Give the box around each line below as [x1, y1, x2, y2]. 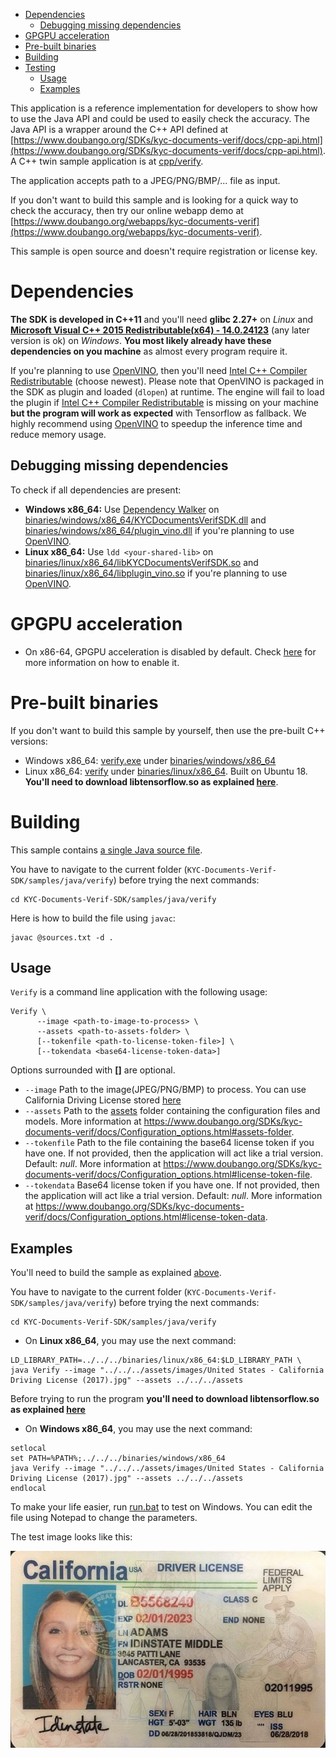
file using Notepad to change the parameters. [10, 1512, 198, 1524]
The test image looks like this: [10, 1531, 133, 1543]
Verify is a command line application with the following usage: [10, 986, 268, 998]
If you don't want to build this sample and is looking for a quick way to [10, 194, 299, 206]
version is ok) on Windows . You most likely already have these [10, 334, 272, 346]
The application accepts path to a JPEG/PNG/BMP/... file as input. [10, 175, 281, 186]
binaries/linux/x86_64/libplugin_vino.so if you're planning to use [24, 567, 288, 579]
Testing [24, 62, 57, 73]
